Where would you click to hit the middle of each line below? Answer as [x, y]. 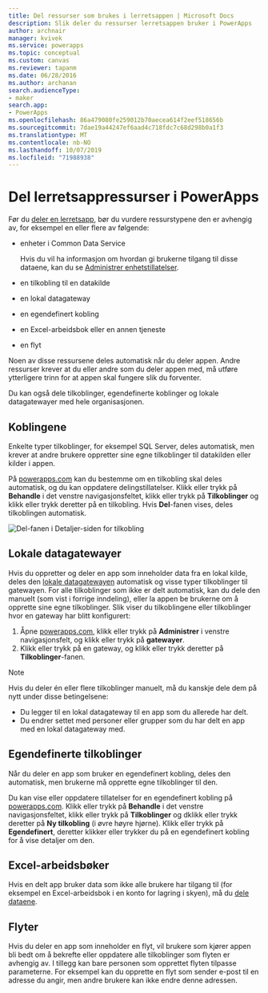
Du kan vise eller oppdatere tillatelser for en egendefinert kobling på [121, 797]
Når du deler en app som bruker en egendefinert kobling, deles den [119, 773]
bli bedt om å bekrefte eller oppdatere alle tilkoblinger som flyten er [119, 954]
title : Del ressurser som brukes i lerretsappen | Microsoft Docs [121, 16]
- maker [21, 98]
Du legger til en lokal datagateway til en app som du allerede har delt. [134, 711]
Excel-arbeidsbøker [59, 866]
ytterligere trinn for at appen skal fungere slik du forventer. [105, 378]
